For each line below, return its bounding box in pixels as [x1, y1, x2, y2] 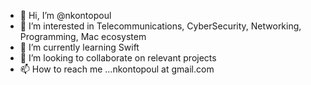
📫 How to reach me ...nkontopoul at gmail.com [19, 63, 215, 75]
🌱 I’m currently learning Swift [19, 41, 140, 53]
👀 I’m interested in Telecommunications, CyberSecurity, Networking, [19, 20, 302, 32]
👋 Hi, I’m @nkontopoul [19, 10, 112, 21]
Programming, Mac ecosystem [19, 31, 147, 42]
